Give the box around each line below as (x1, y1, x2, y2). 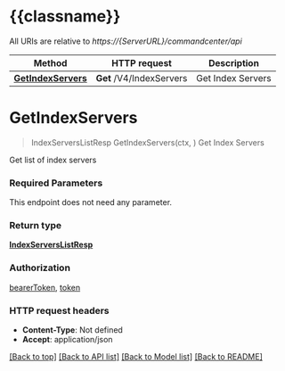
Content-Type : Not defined (21, 325, 123, 335)
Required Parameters (9, 177, 103, 189)
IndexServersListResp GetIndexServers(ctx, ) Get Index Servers (30, 136, 265, 148)
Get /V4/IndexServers (95, 71, 188, 84)
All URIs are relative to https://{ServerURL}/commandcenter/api (9, 36, 242, 46)
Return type (9, 219, 62, 232)
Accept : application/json (21, 334, 113, 345)
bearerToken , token (9, 282, 81, 293)
